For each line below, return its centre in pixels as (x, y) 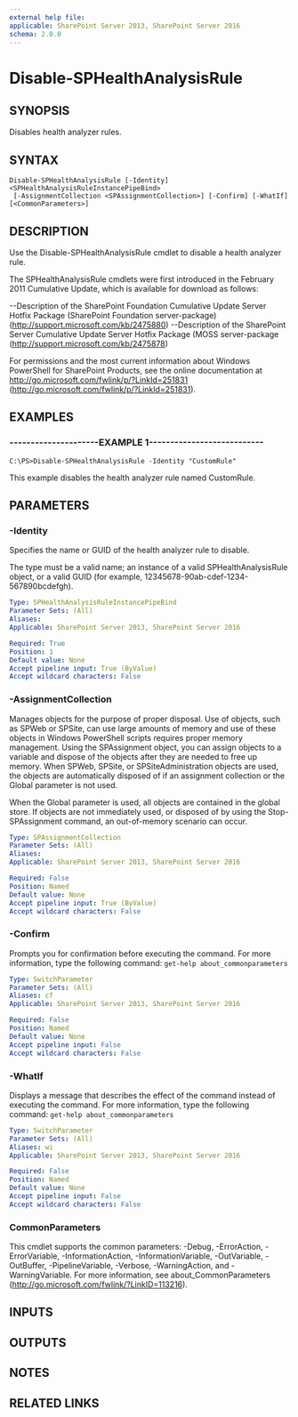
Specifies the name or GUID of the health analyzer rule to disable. (129, 550)
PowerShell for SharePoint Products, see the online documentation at (136, 370)
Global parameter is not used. (64, 785)
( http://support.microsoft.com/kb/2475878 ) (89, 344)
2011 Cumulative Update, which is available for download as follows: (134, 289)
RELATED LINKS (54, 1403)
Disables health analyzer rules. (65, 132)
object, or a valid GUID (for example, (76, 577)
